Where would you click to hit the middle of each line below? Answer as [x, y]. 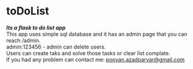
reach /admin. [23, 40]
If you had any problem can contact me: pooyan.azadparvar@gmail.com [95, 59]
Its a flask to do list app [36, 28]
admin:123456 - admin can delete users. [56, 47]
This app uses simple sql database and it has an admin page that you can [97, 34]
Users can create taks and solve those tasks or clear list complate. [88, 53]
